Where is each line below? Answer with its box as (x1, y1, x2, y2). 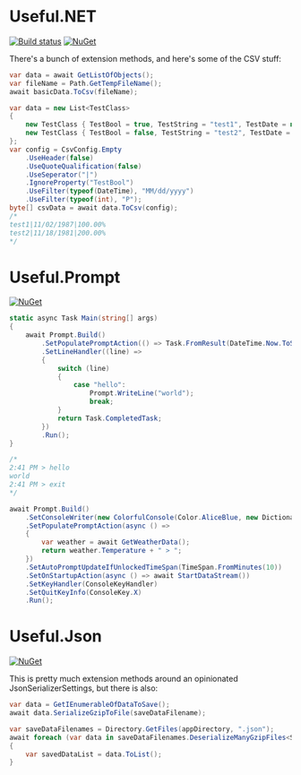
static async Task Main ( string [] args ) (9, 314, 159, 323)
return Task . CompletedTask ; (56, 414, 163, 423)
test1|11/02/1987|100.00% (9, 220, 106, 229)
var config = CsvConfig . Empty (9, 145, 123, 154)
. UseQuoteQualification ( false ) (25, 161, 142, 171)
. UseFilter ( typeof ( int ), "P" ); (25, 195, 142, 204)
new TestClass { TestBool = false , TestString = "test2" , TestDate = (25, 128, 291, 138)
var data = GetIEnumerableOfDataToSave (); (9, 701, 170, 710)
